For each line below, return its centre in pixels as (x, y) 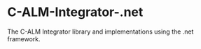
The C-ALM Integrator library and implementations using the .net (100, 31)
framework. (24, 38)
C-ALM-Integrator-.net (75, 12)
